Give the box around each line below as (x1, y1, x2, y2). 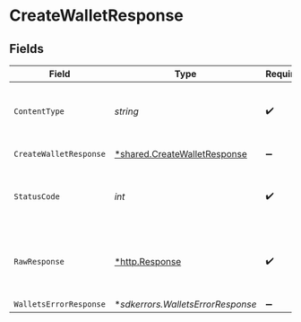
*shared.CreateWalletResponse (114, 148, 248, 160)
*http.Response (114, 256, 182, 267)
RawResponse (13, 257, 65, 266)
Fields (9, 41, 45, 57)
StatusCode (13, 192, 60, 202)
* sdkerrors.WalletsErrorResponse (114, 298, 257, 310)
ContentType (13, 107, 65, 117)
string (114, 105, 139, 117)
